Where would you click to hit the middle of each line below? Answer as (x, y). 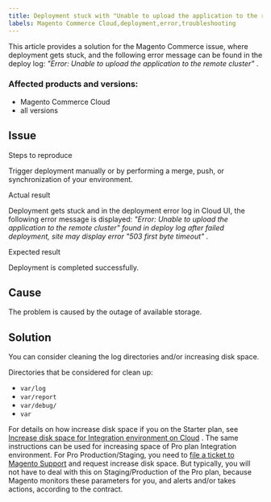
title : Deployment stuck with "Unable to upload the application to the (133, 16)
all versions (39, 110)
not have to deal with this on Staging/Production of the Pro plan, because (130, 472)
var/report (38, 397)
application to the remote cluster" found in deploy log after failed (116, 227)
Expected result (34, 251)
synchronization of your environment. (71, 179)
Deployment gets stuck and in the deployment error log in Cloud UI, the (127, 210)
